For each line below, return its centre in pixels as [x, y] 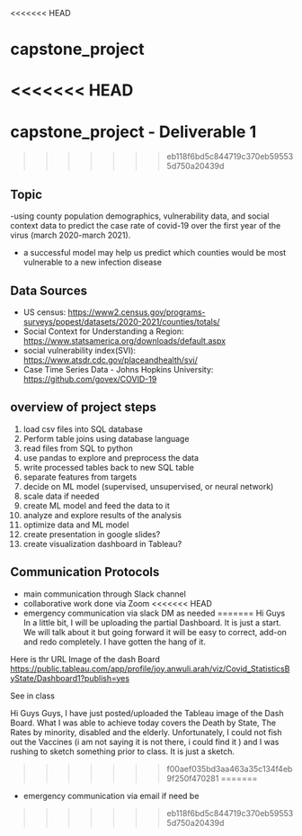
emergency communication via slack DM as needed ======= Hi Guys [154, 613]
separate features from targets [80, 477]
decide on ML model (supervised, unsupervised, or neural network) [148, 486]
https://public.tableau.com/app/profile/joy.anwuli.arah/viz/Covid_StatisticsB [150, 669]
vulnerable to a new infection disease [93, 262]
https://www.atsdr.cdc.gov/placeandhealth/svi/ [111, 360]
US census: [44, 312]
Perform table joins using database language [106, 438]
